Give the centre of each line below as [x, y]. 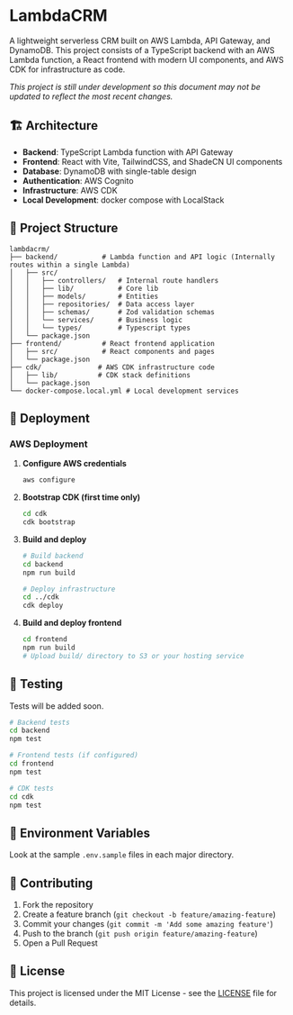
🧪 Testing [36, 684]
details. [23, 1002]
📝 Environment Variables [80, 833]
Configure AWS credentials [75, 464]
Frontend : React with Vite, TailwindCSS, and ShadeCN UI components [152, 161]
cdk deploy [43, 606]
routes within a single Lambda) [70, 265]
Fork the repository [58, 905]
